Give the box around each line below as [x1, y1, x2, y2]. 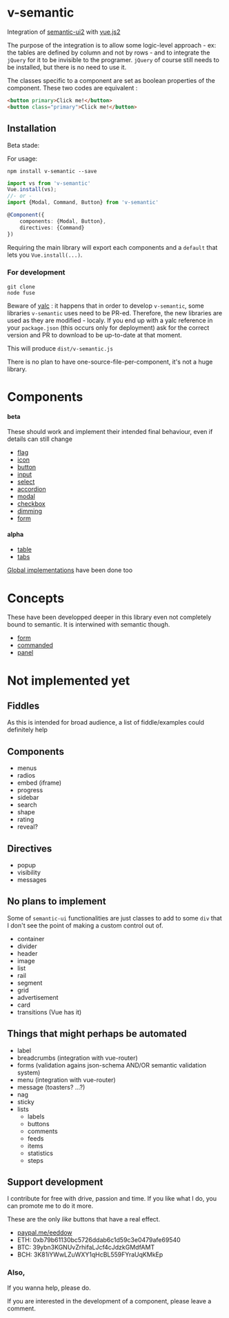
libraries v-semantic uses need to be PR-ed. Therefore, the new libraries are [7, 308, 223, 317]
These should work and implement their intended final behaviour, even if [7, 428, 213, 436]
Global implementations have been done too [7, 566, 133, 574]
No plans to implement [7, 896, 106, 907]
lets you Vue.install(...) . [7, 250, 83, 259]
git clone [7, 283, 36, 291]
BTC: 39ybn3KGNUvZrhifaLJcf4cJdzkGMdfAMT [17, 1243, 155, 1252]
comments [27, 1127, 58, 1135]
